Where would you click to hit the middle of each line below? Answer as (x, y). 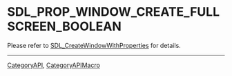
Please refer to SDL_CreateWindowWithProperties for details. (94, 45)
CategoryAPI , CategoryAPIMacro (54, 65)
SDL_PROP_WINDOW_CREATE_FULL (113, 12)
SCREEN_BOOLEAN (65, 26)
